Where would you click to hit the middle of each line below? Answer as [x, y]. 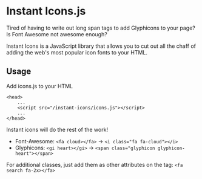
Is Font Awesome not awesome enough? [57, 34]
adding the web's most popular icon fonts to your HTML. [77, 52]
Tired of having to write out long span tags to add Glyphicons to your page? [101, 28]
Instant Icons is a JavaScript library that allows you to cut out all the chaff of [101, 46]
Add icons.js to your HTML [40, 86]
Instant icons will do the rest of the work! [57, 129]
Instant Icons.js [46, 11]
